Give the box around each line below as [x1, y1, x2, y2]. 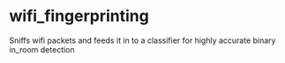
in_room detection [9, 44, 75, 54]
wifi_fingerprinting [9, 6, 150, 26]
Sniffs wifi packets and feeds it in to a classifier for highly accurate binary [9, 35, 276, 45]
